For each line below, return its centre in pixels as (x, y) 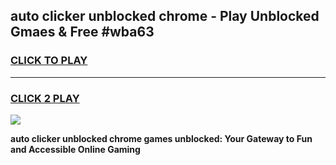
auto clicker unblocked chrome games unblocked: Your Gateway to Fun (161, 138)
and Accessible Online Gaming (75, 149)
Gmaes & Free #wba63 (82, 32)
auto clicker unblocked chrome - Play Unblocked (165, 16)
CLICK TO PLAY (49, 61)
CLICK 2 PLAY (45, 98)
